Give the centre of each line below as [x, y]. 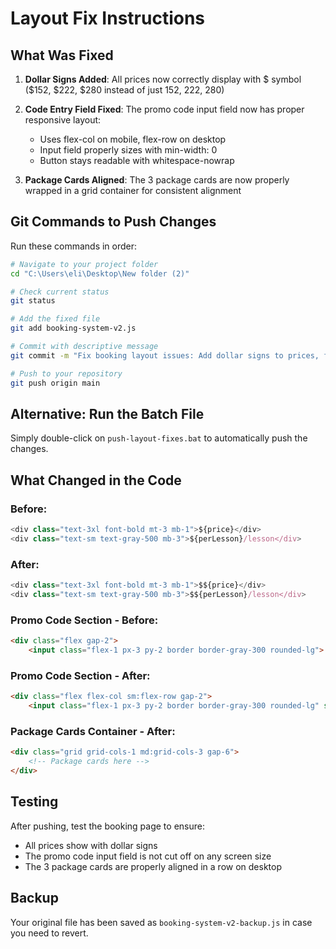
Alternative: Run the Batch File [107, 413]
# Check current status [60, 292]
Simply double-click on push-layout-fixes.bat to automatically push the [159, 438]
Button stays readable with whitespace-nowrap [137, 160]
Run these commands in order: [74, 246]
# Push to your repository [66, 373]
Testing [34, 802]
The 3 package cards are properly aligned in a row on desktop [153, 866]
